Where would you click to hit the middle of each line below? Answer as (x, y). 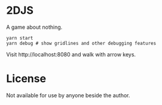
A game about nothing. (34, 27)
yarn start (20, 38)
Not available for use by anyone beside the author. (68, 95)
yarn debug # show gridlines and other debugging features (81, 43)
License (26, 79)
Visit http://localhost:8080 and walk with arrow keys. (71, 54)
